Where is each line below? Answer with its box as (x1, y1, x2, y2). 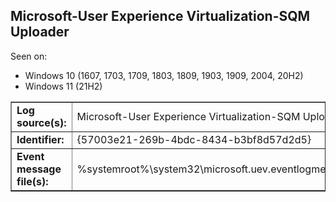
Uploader (10, 24, 70, 41)
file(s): (16, 174, 49, 188)
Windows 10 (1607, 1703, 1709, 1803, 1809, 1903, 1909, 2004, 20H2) (24, 69, 304, 81)
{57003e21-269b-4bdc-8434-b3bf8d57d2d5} (76, 132, 312, 146)
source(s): (16, 115, 67, 129)
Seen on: (10, 50, 48, 62)
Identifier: (16, 132, 65, 146)
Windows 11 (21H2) (24, 80, 103, 92)
